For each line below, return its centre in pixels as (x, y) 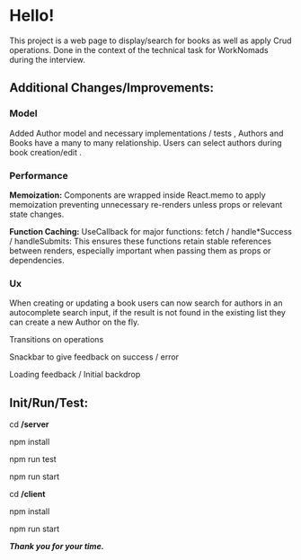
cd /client (27, 494)
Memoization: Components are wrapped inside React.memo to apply (138, 195)
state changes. (37, 214)
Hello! (32, 16)
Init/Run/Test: (49, 402)
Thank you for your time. (57, 547)
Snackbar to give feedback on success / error (94, 357)
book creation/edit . (46, 152)
